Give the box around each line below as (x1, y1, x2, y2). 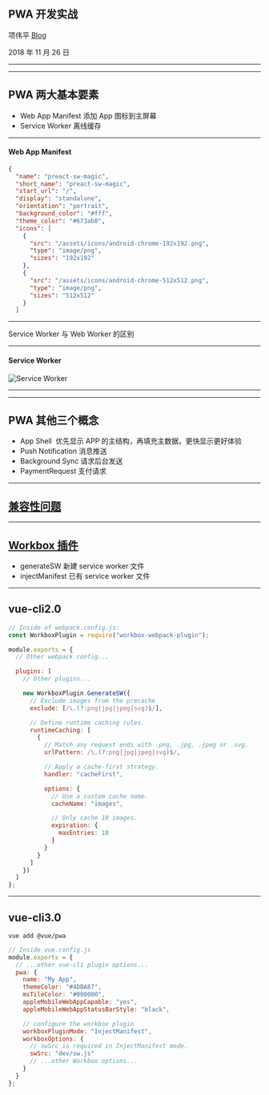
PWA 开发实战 (8, 7, 78, 22)
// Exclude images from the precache (29, 696, 156, 704)
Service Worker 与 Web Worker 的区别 (8, 329, 134, 339)
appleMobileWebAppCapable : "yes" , (22, 998, 138, 1006)
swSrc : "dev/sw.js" (29, 1049, 94, 1058)
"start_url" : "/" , (15, 187, 78, 195)
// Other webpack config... (15, 653, 110, 661)
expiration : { (50, 821, 98, 830)
